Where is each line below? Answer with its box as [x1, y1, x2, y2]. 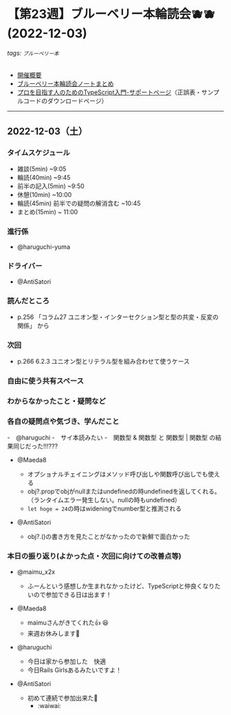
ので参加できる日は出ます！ [33, 590, 112, 599]
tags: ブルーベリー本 [7, 49, 60, 57]
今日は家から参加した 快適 [27, 657, 107, 665]
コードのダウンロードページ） [23, 97, 108, 105]
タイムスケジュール [7, 147, 70, 157]
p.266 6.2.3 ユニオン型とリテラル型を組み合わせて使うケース [16, 357, 190, 366]
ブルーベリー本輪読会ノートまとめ [16, 80, 114, 88]
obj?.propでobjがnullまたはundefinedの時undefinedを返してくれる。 [27, 487, 221, 496]
